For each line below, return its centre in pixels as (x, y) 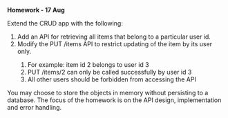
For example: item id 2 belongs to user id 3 (88, 65)
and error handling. (35, 107)
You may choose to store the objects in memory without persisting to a (108, 93)
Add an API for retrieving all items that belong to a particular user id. (114, 37)
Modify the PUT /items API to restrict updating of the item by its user (115, 44)
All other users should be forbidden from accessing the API (112, 79)
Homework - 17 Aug (36, 10)
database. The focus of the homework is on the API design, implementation (114, 100)
